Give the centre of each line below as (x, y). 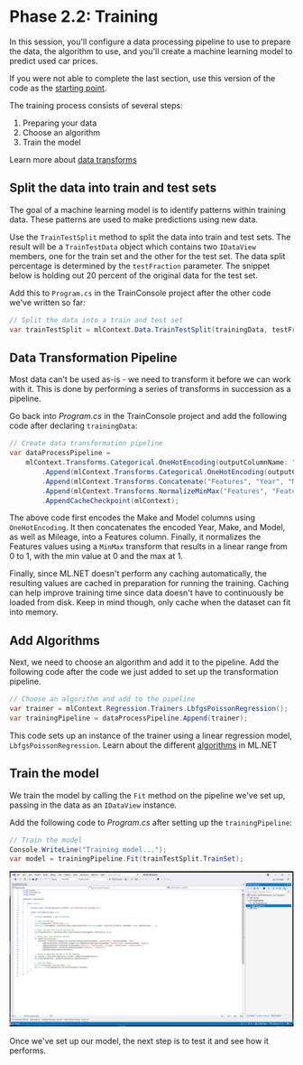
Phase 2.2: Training (84, 17)
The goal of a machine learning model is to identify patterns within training (148, 210)
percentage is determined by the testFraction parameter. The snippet (140, 266)
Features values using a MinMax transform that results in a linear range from (149, 547)
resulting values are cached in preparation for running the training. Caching (149, 584)
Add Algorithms (55, 640)
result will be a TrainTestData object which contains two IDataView (133, 247)
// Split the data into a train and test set (96, 320)
